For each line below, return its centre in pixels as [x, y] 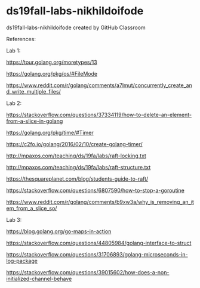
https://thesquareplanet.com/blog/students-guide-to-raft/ [77, 179]
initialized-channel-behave [39, 278]
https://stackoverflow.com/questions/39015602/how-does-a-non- [88, 272]
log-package [22, 261]
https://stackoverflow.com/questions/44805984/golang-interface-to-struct [99, 243]
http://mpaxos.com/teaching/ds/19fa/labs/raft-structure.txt [79, 167]
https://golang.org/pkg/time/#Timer [50, 132]
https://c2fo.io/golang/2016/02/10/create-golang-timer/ [75, 144]
